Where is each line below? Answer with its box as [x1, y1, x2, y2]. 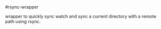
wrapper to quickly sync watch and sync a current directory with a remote [5, 14, 157, 19]
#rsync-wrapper [5, 4, 39, 10]
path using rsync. [5, 19, 41, 24]
